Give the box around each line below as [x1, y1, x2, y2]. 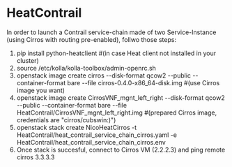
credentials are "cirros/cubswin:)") [16, 115, 116, 124]
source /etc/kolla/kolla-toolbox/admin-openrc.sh [16, 64, 156, 72]
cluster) [16, 56, 39, 64]
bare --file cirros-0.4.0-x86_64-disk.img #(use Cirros [67, 78, 220, 87]
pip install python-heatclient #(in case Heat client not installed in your [16, 49, 217, 57]
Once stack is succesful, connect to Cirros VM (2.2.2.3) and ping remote [16, 145, 226, 154]
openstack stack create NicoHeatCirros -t [16, 123, 137, 131]
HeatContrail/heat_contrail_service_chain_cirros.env [16, 138, 167, 146]
